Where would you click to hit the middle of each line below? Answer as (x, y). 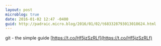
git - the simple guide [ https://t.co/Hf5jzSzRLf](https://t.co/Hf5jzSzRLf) (79, 38)
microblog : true (22, 14)
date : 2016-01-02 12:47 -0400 (37, 19)
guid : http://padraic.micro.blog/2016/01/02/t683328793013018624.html (81, 24)
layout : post (19, 10)
